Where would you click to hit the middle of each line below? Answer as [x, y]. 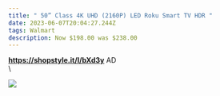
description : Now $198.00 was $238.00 [73, 38]
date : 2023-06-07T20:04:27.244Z [62, 23]
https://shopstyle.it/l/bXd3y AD [62, 60]
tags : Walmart [32, 30]
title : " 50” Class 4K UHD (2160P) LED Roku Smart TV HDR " [111, 15]
